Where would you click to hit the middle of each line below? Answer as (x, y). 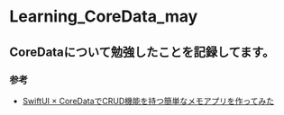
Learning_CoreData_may (104, 17)
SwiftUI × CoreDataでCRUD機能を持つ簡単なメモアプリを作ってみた (148, 101)
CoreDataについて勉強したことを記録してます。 (142, 52)
